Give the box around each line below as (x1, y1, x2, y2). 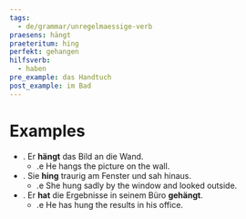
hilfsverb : (9, 56, 51, 65)
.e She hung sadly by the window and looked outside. (36, 180, 238, 191)
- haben (17, 65, 47, 74)
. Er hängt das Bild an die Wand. (22, 151, 144, 162)
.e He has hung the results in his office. (36, 199, 184, 210)
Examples (9, 120, 86, 141)
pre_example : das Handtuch (9, 73, 112, 82)
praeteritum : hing (9, 38, 79, 48)
